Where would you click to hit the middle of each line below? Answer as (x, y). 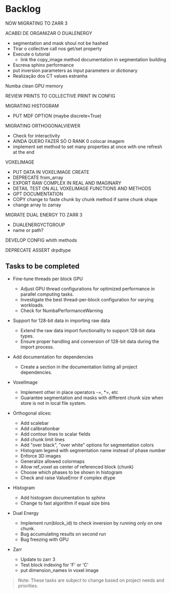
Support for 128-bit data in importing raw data (61, 320)
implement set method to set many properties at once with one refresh (88, 147)
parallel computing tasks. (47, 294)
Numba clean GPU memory (34, 86)
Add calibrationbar (40, 428)
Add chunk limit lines (43, 439)
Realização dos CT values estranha (50, 76)
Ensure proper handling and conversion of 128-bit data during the (90, 341)
